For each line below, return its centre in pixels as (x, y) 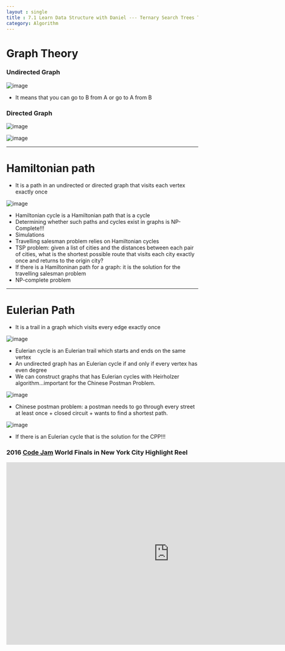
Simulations (30, 235)
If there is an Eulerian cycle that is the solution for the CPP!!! (90, 437)
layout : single (27, 12)
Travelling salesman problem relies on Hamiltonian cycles (87, 242)
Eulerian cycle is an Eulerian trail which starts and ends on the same (100, 351)
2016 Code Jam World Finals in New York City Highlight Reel (97, 452)
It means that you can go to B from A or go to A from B (83, 97)
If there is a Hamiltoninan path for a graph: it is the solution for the (98, 267)
